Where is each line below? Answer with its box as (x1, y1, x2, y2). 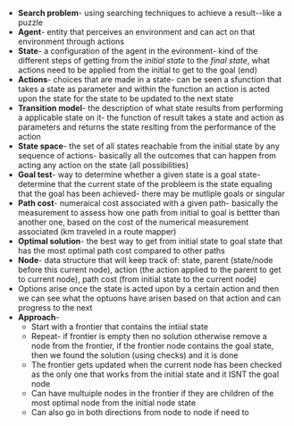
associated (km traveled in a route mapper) (17, 226, 177, 236)
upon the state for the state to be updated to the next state (17, 93, 234, 104)
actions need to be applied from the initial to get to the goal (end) (17, 64, 257, 75)
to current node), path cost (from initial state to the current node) (17, 274, 257, 285)
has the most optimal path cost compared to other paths (17, 245, 225, 256)
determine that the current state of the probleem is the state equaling (17, 179, 273, 189)
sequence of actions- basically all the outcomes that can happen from (17, 150, 277, 160)
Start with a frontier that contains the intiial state (30, 321, 208, 332)
